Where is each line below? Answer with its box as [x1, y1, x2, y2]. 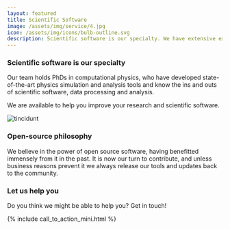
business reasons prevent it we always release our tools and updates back [7, 161, 218, 170]
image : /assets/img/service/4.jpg [7, 23, 106, 29]
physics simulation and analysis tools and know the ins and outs [36, 81, 217, 89]
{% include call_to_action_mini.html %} [7, 215, 116, 223]
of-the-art [7, 81, 36, 89]
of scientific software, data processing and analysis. [7, 88, 155, 96]
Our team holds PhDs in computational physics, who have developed [7, 73, 201, 82]
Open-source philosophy [7, 131, 92, 141]
